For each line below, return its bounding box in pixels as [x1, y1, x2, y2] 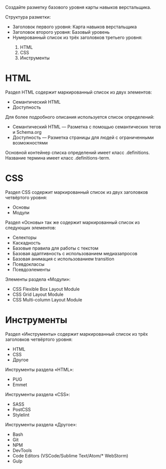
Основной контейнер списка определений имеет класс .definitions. [5, 149, 150, 155]
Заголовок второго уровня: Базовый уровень [12, 29, 110, 35]
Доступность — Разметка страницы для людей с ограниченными [12, 134, 154, 140]
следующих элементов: [5, 224, 56, 230]
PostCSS [12, 406, 31, 412]
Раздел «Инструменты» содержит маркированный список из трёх [5, 331, 148, 337]
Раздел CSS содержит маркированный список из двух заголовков [5, 189, 148, 195]
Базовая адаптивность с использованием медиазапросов [12, 250, 138, 256]
